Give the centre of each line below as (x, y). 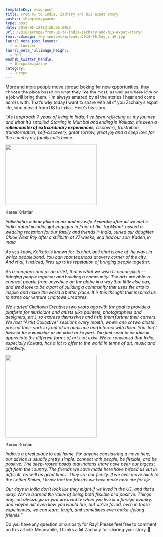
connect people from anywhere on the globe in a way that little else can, (78, 282)
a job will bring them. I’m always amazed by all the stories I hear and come (81, 97)
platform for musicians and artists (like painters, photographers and (74, 312)
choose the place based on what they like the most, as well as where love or (82, 92)
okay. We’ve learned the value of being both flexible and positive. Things (79, 494)
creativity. (16, 348)
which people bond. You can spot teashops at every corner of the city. (76, 257)
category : (16, 69)
